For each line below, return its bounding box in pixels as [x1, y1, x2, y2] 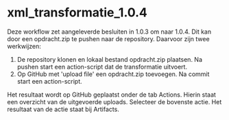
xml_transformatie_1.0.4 [7, 5, 147, 21]
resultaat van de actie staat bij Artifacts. [7, 105, 120, 113]
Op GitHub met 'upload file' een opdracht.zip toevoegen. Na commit [16, 70, 210, 78]
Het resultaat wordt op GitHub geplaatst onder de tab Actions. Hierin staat [7, 91, 216, 99]
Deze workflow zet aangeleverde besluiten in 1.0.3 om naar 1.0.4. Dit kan [7, 27, 211, 36]
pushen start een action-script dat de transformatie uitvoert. [16, 62, 187, 71]
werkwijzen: [7, 42, 41, 50]
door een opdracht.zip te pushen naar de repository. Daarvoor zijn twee [7, 34, 210, 43]
